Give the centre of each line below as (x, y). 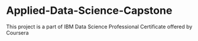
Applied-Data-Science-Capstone (89, 11)
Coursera (17, 32)
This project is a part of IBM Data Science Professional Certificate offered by (99, 27)
